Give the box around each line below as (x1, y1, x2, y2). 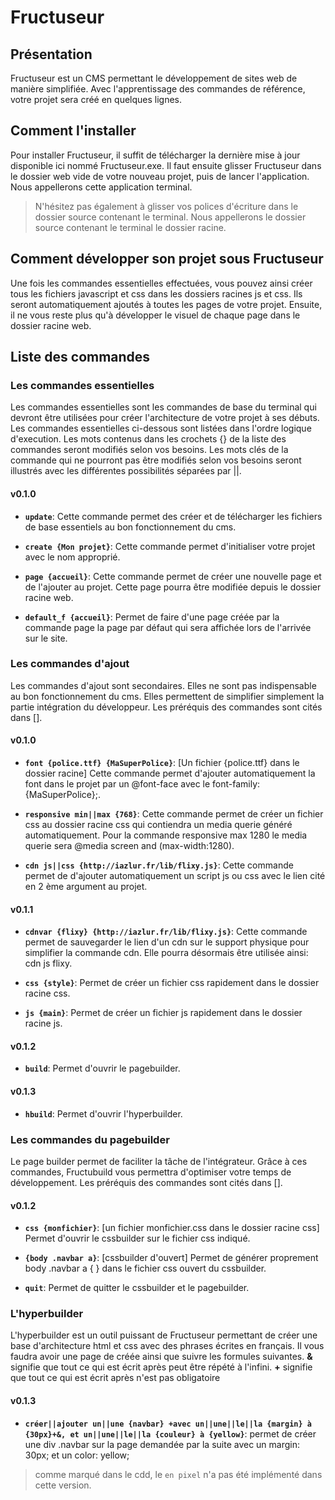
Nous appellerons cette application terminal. (10, 181, 193, 193)
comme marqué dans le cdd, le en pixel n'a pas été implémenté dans (34, 1468, 323, 1480)
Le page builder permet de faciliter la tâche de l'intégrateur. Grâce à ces (10, 1155, 308, 1167)
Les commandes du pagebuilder (10, 1132, 170, 1146)
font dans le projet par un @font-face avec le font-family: (24, 778, 261, 790)
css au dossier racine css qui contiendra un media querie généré (24, 819, 293, 831)
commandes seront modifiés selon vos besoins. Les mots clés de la (10, 444, 289, 456)
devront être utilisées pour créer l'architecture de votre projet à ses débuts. (10, 412, 320, 424)
